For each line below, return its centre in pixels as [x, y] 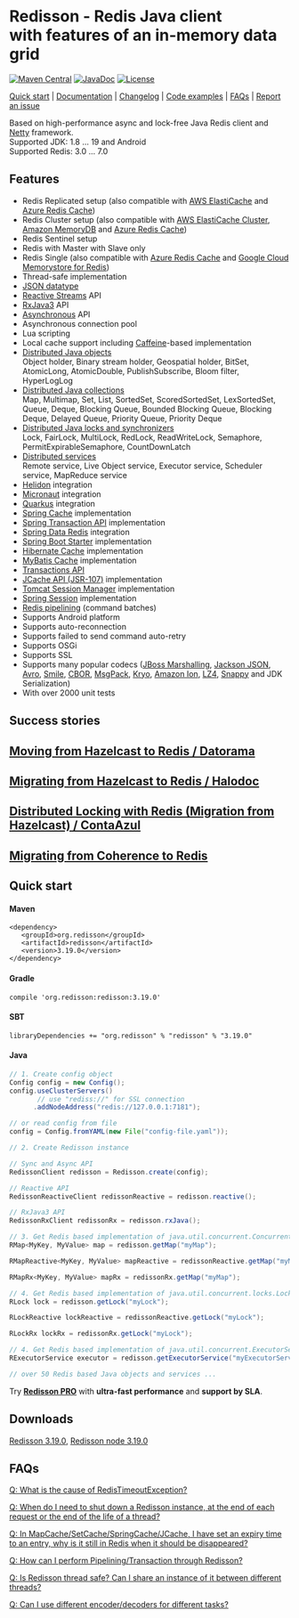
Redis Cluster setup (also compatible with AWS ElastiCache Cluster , [146, 219]
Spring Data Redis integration [76, 532]
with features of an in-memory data [143, 35]
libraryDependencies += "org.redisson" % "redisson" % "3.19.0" [131, 1036]
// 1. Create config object [61, 1074]
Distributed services [59, 456]
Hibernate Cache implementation [83, 550]
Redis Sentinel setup [60, 239]
